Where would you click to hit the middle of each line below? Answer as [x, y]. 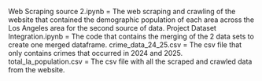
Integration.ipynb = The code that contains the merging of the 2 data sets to [131, 36]
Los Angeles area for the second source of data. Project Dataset [112, 28]
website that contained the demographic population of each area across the [131, 20]
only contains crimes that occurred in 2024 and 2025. [96, 53]
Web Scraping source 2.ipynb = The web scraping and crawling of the [122, 11]
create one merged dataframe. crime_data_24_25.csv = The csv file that [125, 45]
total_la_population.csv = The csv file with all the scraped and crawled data [130, 61]
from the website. [37, 70]
